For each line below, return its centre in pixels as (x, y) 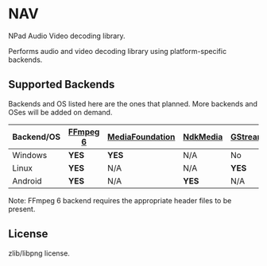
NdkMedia (203, 137)
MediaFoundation (141, 137)
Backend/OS (37, 137)
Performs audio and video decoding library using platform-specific (118, 51)
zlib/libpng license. (39, 253)
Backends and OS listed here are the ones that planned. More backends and (133, 103)
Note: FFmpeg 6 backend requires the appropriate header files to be (120, 200)
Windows (30, 155)
